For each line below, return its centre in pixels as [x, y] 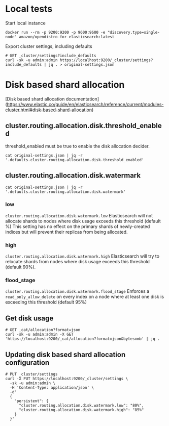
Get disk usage [29, 318]
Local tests [29, 9]
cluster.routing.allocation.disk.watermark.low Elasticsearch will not [79, 215]
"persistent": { [32, 401]
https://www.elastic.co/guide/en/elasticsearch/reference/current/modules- [85, 104]
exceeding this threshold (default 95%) [46, 302]
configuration [27, 362]
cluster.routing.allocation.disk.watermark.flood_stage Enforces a [77, 291]
